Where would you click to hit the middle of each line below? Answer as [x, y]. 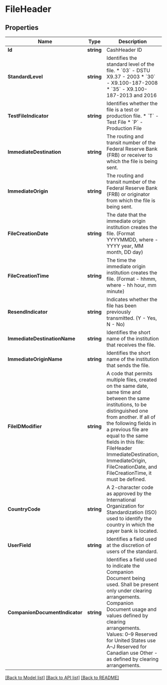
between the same [128, 398]
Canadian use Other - [132, 653]
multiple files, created [132, 380]
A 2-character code [130, 487]
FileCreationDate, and [132, 467]
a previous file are [127, 429]
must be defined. [126, 479]
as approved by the [129, 494]
